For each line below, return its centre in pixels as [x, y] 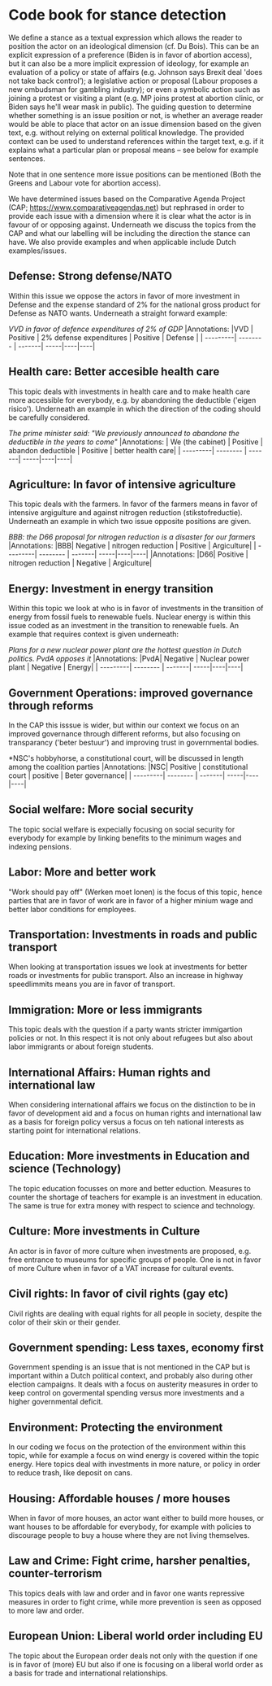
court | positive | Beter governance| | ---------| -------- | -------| [117, 775]
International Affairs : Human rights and [110, 1072]
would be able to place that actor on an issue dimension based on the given [135, 124]
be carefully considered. [49, 417]
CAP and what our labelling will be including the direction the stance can [130, 233]
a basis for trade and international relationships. [88, 1673]
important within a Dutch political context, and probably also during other [131, 1376]
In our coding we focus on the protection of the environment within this [127, 1447]
